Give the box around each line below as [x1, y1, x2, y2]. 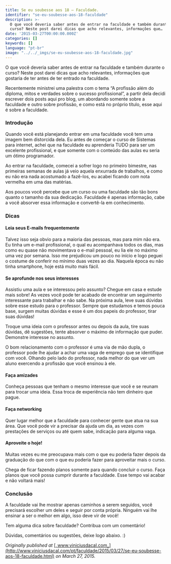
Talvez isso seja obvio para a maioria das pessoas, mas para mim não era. [5, 236, 161, 242]
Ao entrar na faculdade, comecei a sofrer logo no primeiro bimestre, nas [5, 162, 157, 168]
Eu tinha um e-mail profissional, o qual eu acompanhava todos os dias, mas [5, 241, 164, 248]
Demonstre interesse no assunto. [5, 334, 75, 340]
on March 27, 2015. [55, 553, 96, 559]
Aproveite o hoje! [5, 440, 42, 446]
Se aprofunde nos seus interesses [5, 275, 79, 281]
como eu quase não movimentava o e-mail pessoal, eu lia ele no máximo [5, 247, 158, 253]
